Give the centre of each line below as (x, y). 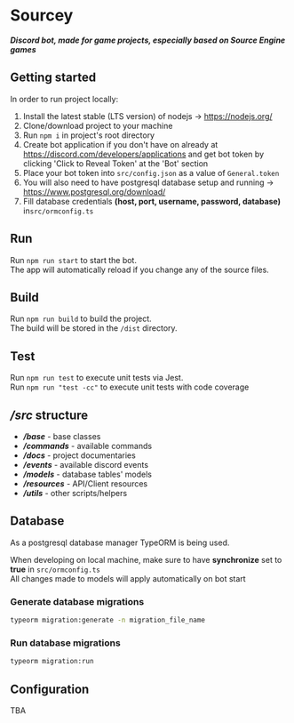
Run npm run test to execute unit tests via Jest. (97, 378)
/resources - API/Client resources (85, 484)
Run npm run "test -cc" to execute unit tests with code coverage (130, 387)
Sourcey (42, 16)
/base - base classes (62, 436)
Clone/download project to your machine (98, 125)
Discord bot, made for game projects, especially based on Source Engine (148, 40)
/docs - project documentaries (79, 455)
